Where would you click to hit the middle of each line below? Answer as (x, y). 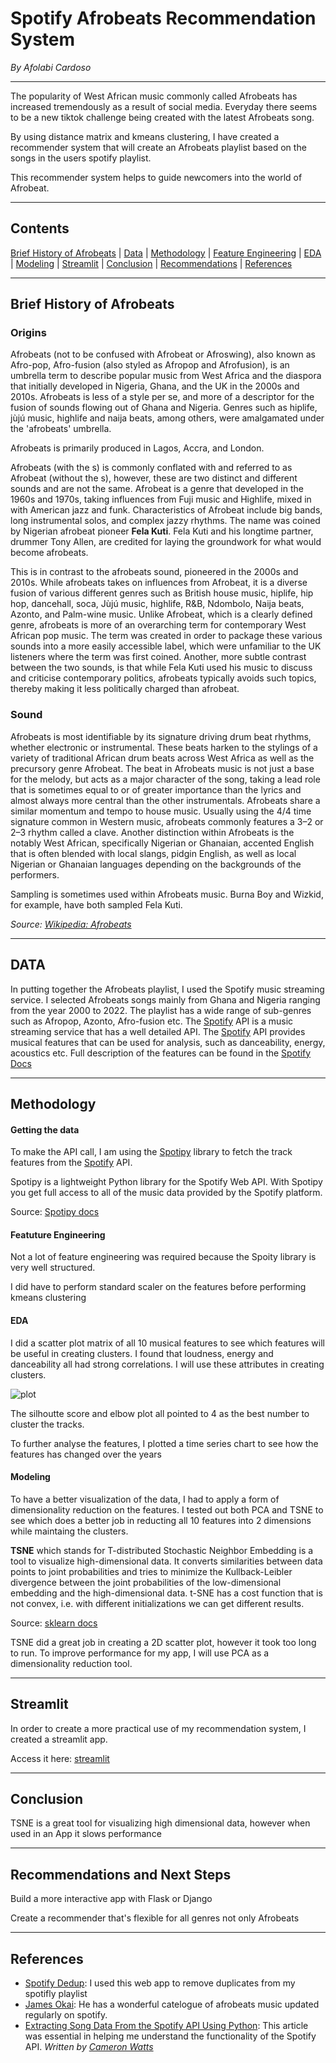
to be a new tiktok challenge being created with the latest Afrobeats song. (162, 117)
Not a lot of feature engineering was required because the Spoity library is (163, 1257)
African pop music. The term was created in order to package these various (166, 636)
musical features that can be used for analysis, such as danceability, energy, (168, 1042)
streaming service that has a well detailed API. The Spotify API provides (158, 1031)
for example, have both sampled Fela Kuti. (96, 904)
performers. (35, 874)
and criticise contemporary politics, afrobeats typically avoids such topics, (163, 678)
